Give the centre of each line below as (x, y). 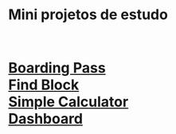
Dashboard (46, 119)
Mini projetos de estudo (88, 15)
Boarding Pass (57, 68)
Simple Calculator (68, 102)
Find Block (44, 85)
